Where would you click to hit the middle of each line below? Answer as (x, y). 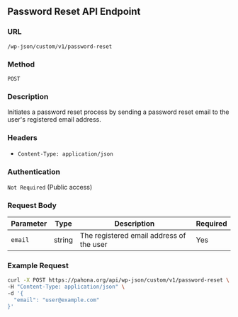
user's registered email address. (54, 120)
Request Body (32, 205)
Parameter (29, 224)
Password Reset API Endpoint (74, 12)
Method (21, 64)
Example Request (38, 266)
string (63, 240)
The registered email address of (133, 236)
